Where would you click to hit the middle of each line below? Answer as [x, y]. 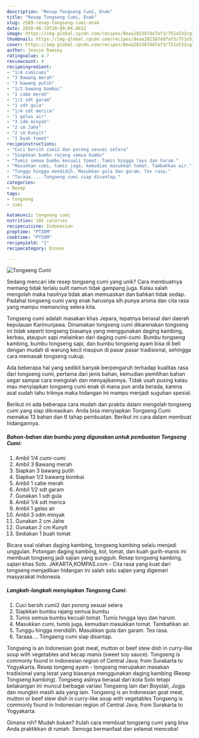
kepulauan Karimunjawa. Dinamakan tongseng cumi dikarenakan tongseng [97, 325]
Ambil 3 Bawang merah [44, 464]
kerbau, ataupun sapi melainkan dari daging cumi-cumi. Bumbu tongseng [96, 337]
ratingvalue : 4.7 [28, 56]
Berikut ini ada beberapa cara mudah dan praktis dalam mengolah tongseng [99, 404]
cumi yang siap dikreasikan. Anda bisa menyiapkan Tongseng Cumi [89, 411]
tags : [13, 193]
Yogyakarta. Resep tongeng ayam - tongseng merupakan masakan [88, 667]
